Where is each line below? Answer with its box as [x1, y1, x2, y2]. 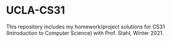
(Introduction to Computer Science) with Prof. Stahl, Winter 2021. [6, 29, 164, 36]
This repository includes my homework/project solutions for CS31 [6, 23, 165, 30]
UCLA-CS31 [6, 4, 65, 17]
